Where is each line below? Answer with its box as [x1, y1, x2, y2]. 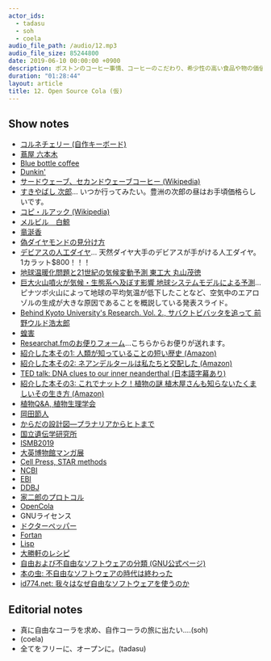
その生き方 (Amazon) [34, 389, 105, 398]
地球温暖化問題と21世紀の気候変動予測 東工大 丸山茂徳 [19, 267, 202, 277]
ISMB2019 [19, 438, 55, 448]
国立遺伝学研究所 [19, 429, 77, 439]
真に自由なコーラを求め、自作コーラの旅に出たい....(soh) [19, 625, 209, 634]
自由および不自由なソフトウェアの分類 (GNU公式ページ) [19, 558, 206, 568]
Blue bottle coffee [19, 158, 80, 168]
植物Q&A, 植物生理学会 [19, 399, 97, 409]
